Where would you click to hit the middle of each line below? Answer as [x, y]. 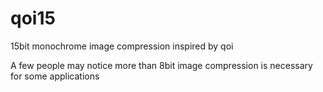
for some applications [55, 76]
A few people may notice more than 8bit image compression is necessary [161, 65]
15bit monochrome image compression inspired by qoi [122, 46]
